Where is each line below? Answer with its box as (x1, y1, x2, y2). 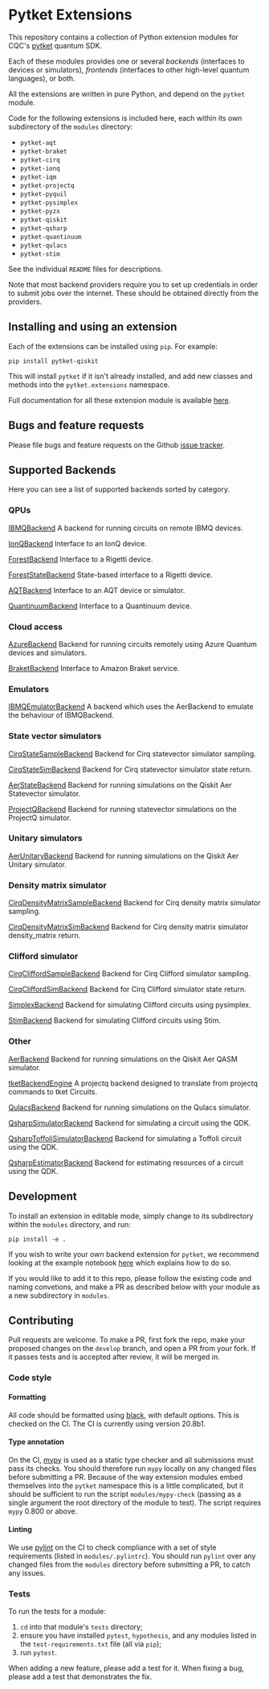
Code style (8, 1372, 52, 1383)
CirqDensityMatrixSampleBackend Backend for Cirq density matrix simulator (8, 898, 261, 908)
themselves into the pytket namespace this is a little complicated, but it (8, 1481, 244, 1490)
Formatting (8, 1392, 47, 1402)
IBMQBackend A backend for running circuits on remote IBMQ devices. (8, 523, 243, 533)
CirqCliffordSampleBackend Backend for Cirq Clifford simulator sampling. (8, 969, 251, 978)
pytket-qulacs (19, 241, 67, 249)
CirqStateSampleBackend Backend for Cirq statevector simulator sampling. (8, 748, 257, 758)
